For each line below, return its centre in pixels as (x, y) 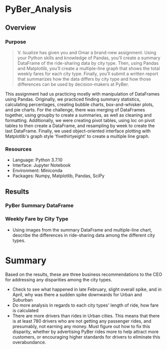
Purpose (16, 42)
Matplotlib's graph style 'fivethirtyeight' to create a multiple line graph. (77, 136)
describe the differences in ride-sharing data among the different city (84, 235)
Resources (18, 149)
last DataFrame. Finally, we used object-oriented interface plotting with (78, 131)
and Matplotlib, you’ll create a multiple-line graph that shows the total (89, 68)
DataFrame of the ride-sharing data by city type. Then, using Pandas (88, 63)
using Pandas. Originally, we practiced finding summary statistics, (73, 99)
